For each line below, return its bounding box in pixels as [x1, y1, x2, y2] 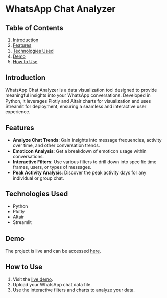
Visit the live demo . [12, 276, 54, 282]
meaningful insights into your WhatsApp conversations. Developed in [5, 92, 151, 98]
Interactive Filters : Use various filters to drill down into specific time [12, 159, 157, 165]
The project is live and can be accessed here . [5, 248, 101, 254]
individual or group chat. [12, 175, 64, 181]
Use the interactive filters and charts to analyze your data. [12, 287, 135, 293]
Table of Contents [5, 23, 64, 32]
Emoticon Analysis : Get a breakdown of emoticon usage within [12, 147, 147, 154]
